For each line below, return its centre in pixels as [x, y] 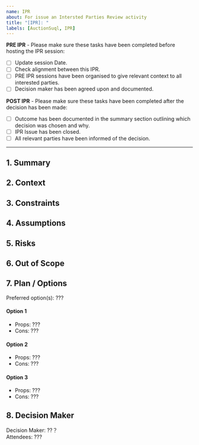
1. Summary [28, 163]
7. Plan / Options [37, 284]
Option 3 [17, 377]
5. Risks [21, 243]
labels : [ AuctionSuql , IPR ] [41, 28]
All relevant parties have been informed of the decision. [82, 138]
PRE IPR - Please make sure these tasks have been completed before [91, 45]
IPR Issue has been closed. [48, 131]
